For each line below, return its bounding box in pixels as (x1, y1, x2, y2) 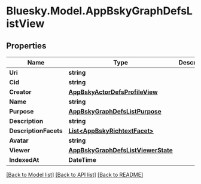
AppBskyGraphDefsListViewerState (68, 146, 173, 154)
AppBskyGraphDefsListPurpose (68, 108, 162, 115)
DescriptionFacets (9, 127, 63, 135)
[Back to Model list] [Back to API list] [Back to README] (6, 171, 144, 178)
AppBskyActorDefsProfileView (68, 88, 158, 96)
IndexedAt (9, 156, 39, 164)
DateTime (68, 156, 97, 164)
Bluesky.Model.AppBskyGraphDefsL (6, 4, 193, 18)
